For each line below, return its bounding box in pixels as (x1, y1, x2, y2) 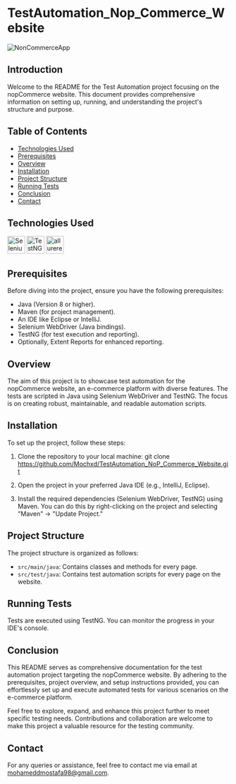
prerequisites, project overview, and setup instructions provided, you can (7, 678, 220, 687)
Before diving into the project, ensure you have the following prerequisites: (7, 287, 224, 295)
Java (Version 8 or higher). (17, 300, 96, 308)
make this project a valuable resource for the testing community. (7, 722, 194, 730)
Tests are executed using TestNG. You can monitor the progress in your (7, 616, 215, 625)
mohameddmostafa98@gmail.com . (7, 768, 109, 777)
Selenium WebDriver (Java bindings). (17, 322, 126, 331)
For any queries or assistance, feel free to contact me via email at (7, 761, 197, 770)
